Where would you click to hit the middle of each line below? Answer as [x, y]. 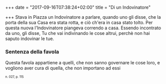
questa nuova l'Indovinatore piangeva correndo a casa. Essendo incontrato [83, 28]
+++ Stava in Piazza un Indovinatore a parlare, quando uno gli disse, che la [83, 17]
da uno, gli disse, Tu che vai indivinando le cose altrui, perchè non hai [78, 33]
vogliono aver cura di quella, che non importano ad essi [63, 68]
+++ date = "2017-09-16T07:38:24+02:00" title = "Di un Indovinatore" [78, 7]
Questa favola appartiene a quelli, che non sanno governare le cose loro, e [83, 63]
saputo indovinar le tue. [30, 38]
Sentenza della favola [32, 52]
